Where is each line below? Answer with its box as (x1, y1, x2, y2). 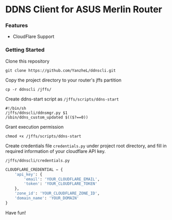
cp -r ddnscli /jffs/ (5, 87, 52, 92)
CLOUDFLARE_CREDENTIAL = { (5, 167, 63, 172)
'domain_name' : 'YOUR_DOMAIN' (14, 196, 80, 201)
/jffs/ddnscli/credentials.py (5, 158, 70, 163)
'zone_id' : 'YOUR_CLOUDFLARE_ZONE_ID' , (14, 191, 100, 196)
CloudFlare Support (12, 33, 55, 39)
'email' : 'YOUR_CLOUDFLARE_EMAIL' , (24, 176, 100, 182)
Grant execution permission (5, 124, 64, 130)
